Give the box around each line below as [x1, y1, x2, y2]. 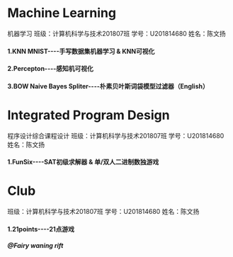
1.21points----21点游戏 [7, 224, 75, 233]
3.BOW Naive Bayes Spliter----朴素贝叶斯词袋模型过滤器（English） [7, 81, 209, 90]
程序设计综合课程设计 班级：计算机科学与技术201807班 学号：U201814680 [7, 131, 225, 139]
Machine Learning [7, 5, 117, 21]
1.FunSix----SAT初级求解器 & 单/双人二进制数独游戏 [7, 158, 159, 166]
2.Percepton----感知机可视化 [7, 64, 94, 73]
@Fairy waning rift [7, 241, 64, 250]
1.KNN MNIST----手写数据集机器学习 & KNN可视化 [7, 47, 155, 55]
